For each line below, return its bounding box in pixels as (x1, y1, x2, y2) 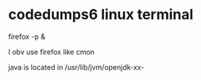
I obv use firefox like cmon (8, 47, 95, 56)
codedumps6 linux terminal (8, 6, 194, 24)
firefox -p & (8, 32, 46, 41)
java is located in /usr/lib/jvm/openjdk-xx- (8, 62, 145, 72)
